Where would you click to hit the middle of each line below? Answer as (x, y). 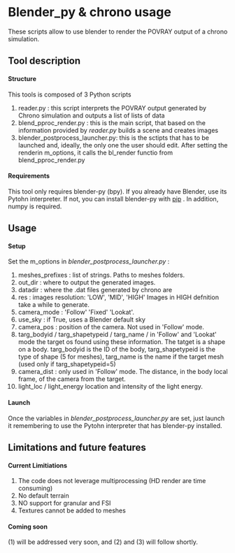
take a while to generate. (54, 305)
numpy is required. (35, 206)
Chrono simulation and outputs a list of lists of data (91, 115)
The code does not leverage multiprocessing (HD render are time (112, 481)
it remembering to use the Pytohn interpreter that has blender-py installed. (115, 425)
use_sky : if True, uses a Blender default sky (82, 319)
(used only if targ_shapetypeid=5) (67, 364)
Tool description (44, 61)
